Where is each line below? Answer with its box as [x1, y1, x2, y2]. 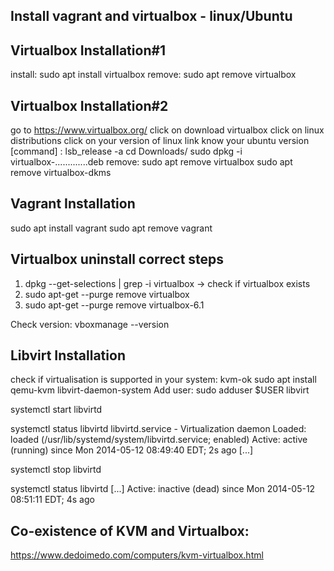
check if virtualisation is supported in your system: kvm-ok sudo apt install [10, 374, 317, 386]
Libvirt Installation [10, 347, 126, 364]
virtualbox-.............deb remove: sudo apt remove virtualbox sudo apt [10, 156, 293, 168]
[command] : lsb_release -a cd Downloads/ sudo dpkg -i [10, 145, 243, 158]
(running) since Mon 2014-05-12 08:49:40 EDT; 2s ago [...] [10, 444, 254, 456]
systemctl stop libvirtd [10, 464, 102, 476]
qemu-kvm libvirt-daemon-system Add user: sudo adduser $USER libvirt [10, 384, 310, 396]
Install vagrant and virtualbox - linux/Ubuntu [10, 8, 293, 25]
